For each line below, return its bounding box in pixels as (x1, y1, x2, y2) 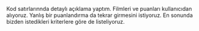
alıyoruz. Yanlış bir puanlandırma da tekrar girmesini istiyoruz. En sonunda (6, 12, 193, 19)
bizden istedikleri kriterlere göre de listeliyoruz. (6, 18, 125, 25)
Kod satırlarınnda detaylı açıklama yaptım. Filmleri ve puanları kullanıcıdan (6, 5, 192, 12)
